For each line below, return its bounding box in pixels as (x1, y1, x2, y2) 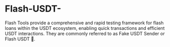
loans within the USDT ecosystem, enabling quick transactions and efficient (5, 25, 165, 31)
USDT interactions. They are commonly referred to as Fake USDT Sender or (5, 30, 165, 36)
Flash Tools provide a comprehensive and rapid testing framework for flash (5, 20, 164, 26)
